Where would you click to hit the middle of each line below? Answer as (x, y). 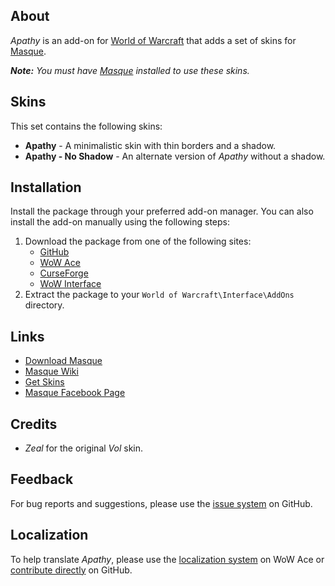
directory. (44, 305)
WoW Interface (70, 284)
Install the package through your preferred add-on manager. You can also (162, 211)
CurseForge (64, 273)
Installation (46, 187)
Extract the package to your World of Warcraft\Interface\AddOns (159, 295)
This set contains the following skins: (86, 126)
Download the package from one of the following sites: (138, 241)
